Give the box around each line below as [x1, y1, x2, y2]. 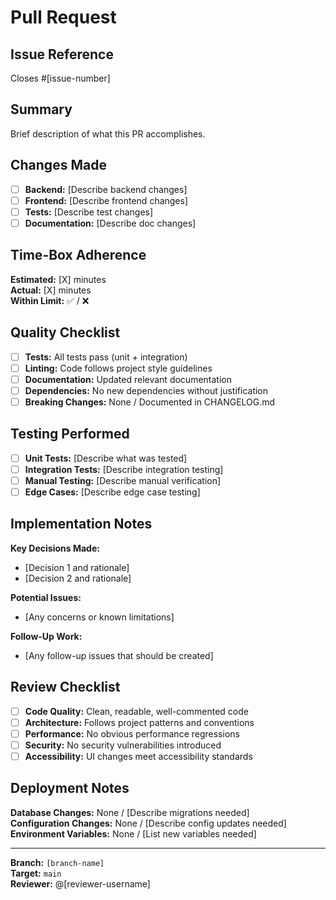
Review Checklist [10, 679, 121, 696]
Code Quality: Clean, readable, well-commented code [24, 705, 249, 717]
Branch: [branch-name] [10, 856, 105, 868]
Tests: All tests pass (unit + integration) [24, 351, 188, 363]
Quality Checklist [10, 324, 121, 341]
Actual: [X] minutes [10, 284, 92, 296]
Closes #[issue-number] [10, 72, 111, 84]
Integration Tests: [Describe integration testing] [24, 463, 224, 475]
